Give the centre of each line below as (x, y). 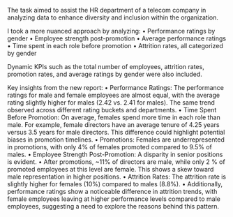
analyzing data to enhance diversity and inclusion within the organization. (113, 17)
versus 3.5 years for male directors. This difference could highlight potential (116, 132)
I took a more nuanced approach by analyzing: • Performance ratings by (111, 31)
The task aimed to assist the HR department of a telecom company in (107, 10)
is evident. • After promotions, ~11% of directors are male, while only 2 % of (116, 162)
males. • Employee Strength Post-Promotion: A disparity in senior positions (115, 154)
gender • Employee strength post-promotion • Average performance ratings (117, 38)
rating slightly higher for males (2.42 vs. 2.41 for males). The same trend (111, 103)
